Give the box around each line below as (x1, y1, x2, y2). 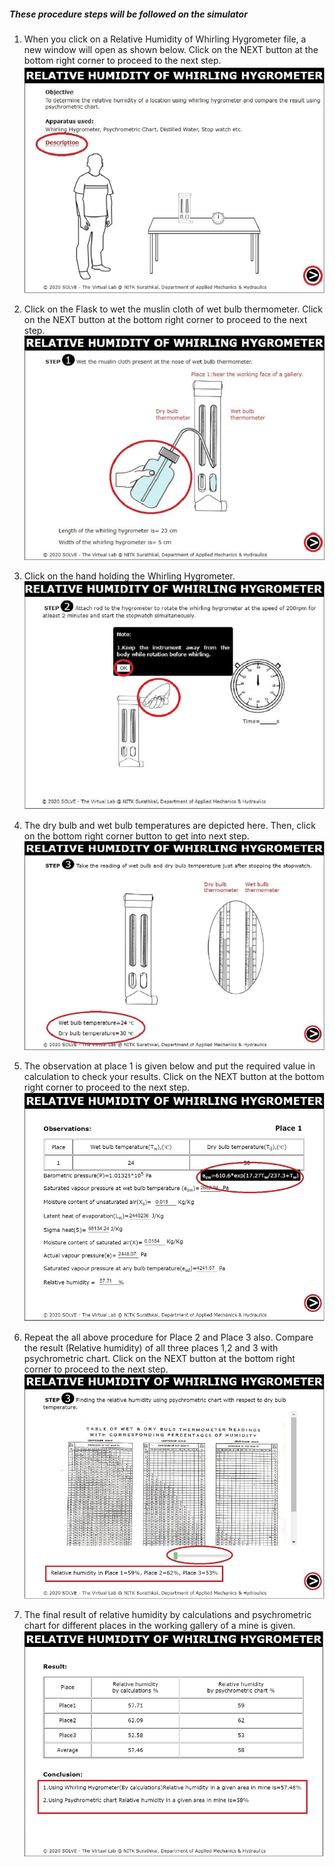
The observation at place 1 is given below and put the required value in (23, 1060, 316, 1072)
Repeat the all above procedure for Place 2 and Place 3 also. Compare (23, 1331, 314, 1343)
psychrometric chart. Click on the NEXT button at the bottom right (23, 1352, 296, 1364)
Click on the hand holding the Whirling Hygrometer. (23, 570, 236, 582)
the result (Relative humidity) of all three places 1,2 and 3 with (23, 1341, 279, 1354)
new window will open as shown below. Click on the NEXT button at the (23, 43, 319, 55)
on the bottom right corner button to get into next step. (23, 830, 250, 842)
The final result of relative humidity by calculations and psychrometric (23, 1608, 312, 1620)
